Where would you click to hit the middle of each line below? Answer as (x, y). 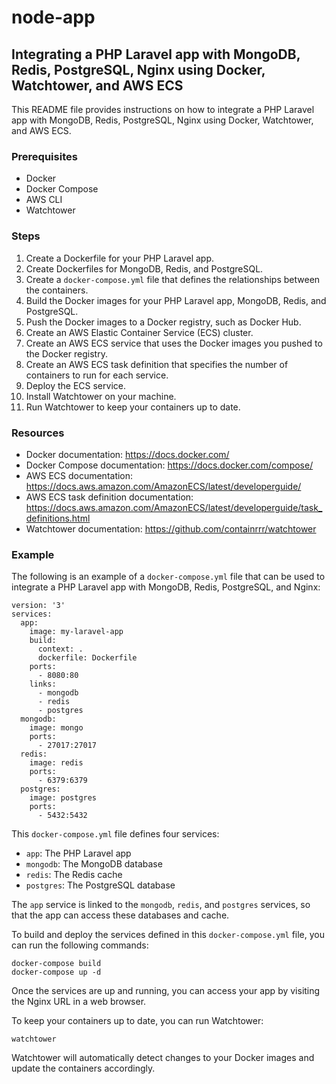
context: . (60, 649)
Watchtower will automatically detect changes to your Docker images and (163, 1058)
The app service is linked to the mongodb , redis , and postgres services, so (161, 905)
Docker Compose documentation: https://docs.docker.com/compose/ (169, 465)
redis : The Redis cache (74, 875)
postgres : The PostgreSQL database (100, 885)
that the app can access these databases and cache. (120, 915)
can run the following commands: (80, 945)
